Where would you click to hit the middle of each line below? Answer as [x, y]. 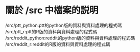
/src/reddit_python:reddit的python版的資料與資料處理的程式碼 [70, 38]
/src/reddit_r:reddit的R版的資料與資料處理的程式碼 [58, 44]
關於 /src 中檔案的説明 [52, 10]
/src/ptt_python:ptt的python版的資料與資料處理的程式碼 [64, 25]
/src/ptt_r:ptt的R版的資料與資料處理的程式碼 [51, 31]
